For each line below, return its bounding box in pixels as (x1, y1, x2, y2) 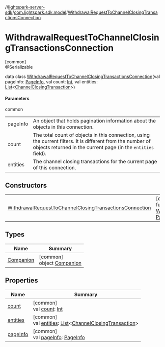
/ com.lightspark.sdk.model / (12, 9, 68, 15)
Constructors (5, 181, 47, 190)
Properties (5, 276, 38, 285)
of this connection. (32, 164, 76, 171)
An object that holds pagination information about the (32, 117, 156, 124)
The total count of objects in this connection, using (32, 132, 150, 139)
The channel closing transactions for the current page (32, 158, 157, 165)
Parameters (5, 95, 29, 101)
